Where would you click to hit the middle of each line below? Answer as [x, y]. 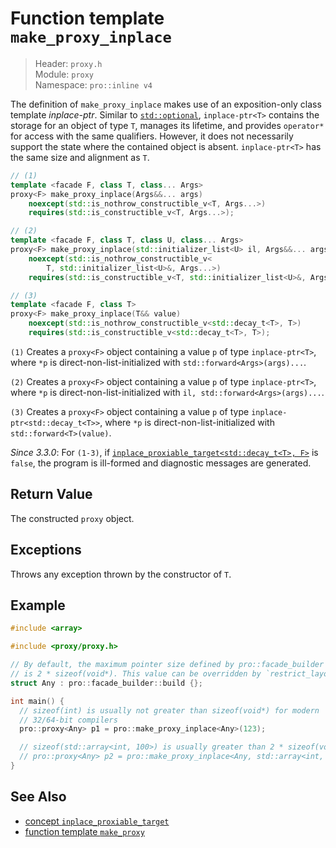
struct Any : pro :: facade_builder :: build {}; [106, 683]
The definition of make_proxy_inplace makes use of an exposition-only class [166, 104]
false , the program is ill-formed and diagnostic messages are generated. [161, 463]
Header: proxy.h [68, 63]
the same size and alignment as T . [80, 157]
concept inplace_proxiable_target [97, 821]
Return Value [51, 494]
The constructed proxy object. [72, 518]
